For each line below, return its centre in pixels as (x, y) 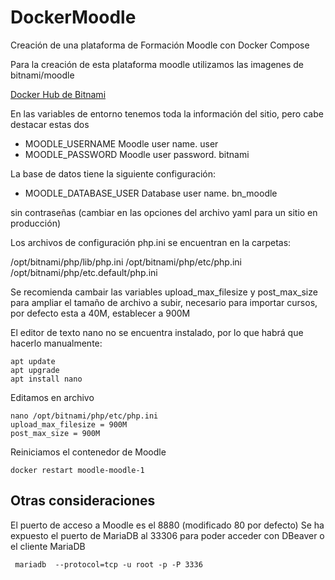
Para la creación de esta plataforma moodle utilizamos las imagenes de (157, 64)
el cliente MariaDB (48, 546)
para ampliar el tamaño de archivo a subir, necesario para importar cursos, (164, 302)
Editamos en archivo (52, 397)
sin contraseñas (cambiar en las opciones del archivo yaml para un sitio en (164, 212)
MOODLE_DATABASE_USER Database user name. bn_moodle (151, 193)
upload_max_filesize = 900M (69, 424)
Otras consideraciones (83, 501)
